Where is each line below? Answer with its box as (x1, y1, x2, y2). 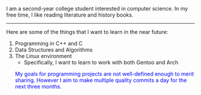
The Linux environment (14, 53, 72, 59)
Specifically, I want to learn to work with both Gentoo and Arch (23, 59, 178, 66)
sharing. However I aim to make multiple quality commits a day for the (14, 77, 187, 84)
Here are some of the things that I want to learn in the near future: (6, 28, 169, 35)
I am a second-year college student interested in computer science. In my (6, 5, 188, 12)
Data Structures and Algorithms (14, 46, 93, 53)
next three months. (14, 83, 62, 90)
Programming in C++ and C (14, 40, 83, 47)
